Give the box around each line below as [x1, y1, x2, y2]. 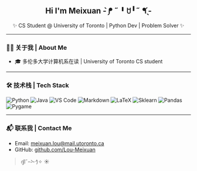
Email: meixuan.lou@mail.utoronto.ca [14, 139, 104, 146]
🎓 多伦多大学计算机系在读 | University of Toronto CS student [14, 58, 163, 65]
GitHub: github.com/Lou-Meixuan [14, 146, 96, 153]
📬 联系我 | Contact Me [6, 124, 72, 132]
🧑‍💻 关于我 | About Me [6, 43, 67, 52]
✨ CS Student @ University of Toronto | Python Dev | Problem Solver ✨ [12, 22, 185, 29]
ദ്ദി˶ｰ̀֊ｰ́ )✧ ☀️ [20, 158, 50, 165]
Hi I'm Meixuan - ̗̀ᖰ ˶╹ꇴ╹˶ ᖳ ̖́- [45, 6, 152, 16]
